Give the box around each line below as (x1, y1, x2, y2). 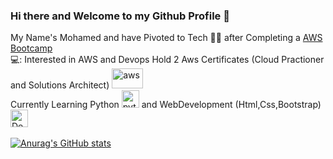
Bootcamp (10, 42, 53, 54)
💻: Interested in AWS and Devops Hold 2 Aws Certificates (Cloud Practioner (10, 54, 325, 66)
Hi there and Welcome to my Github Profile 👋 (10, 9, 230, 23)
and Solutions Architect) (10, 79, 110, 91)
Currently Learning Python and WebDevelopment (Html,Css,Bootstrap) (10, 99, 322, 111)
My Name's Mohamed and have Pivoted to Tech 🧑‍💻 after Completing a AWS (10, 32, 323, 44)
